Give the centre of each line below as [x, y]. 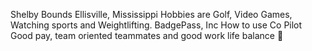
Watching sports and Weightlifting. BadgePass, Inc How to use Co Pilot [156, 25]
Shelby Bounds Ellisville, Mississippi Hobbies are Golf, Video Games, [151, 14]
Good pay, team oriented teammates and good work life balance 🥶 [147, 35]
